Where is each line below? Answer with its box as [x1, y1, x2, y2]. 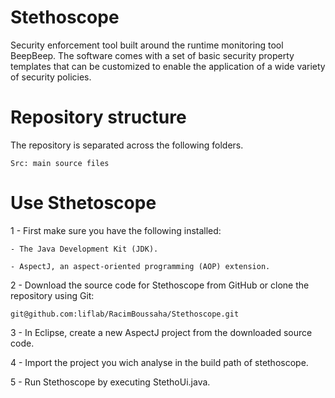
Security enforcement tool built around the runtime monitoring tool [10, 39, 284, 51]
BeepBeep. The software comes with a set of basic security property [10, 49, 295, 61]
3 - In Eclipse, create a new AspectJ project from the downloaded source [10, 326, 313, 338]
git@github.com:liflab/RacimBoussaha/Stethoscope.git [10, 309, 240, 319]
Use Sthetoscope [10, 192, 157, 215]
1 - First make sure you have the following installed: [10, 224, 222, 236]
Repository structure [10, 106, 187, 129]
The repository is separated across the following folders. [10, 139, 244, 151]
